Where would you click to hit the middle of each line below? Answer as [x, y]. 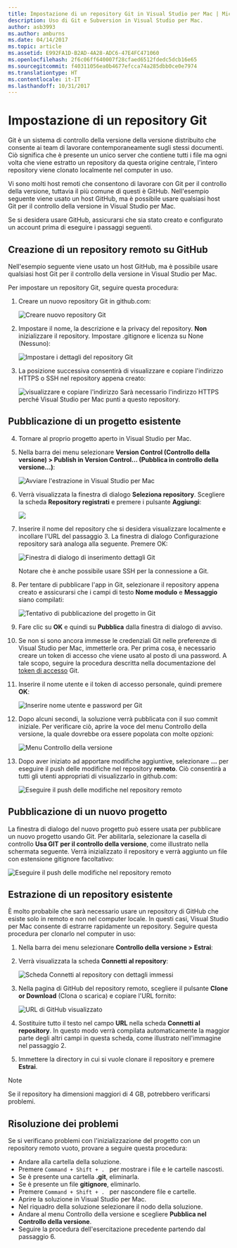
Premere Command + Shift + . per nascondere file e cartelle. [107, 1192]
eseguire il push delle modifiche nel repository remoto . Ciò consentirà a [122, 768]
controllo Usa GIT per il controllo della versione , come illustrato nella [108, 844]
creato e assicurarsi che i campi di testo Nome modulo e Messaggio [118, 592]
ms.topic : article [35, 46]
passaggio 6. [37, 1237]
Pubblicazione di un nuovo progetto [88, 812]
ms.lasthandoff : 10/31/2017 [49, 86]
